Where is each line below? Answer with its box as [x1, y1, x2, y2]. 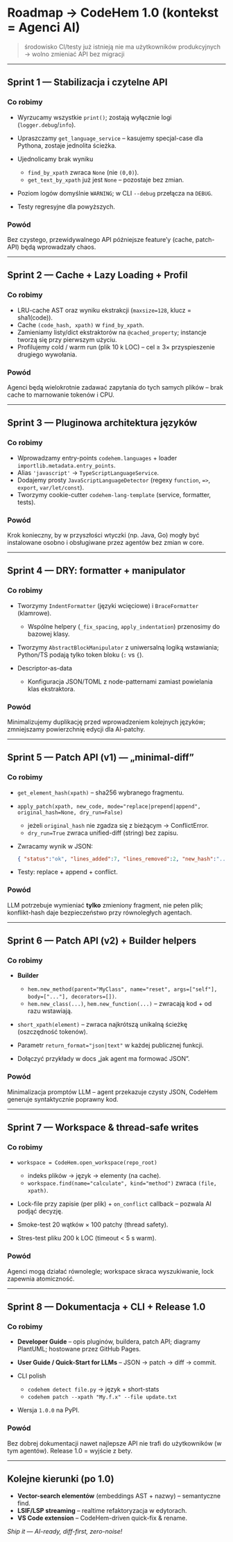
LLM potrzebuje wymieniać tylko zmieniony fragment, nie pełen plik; [7, 901, 203, 909]
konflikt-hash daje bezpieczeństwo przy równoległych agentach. [7, 908, 192, 917]
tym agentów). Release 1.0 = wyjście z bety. [7, 1446, 133, 1455]
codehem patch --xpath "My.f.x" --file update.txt [27, 1394, 178, 1401]
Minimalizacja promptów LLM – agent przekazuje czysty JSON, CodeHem [7, 1087, 218, 1096]
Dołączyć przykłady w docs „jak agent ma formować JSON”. [17, 1055, 190, 1063]
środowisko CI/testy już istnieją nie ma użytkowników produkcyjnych [24, 42, 221, 51]
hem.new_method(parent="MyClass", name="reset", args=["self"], [27, 986, 218, 993]
